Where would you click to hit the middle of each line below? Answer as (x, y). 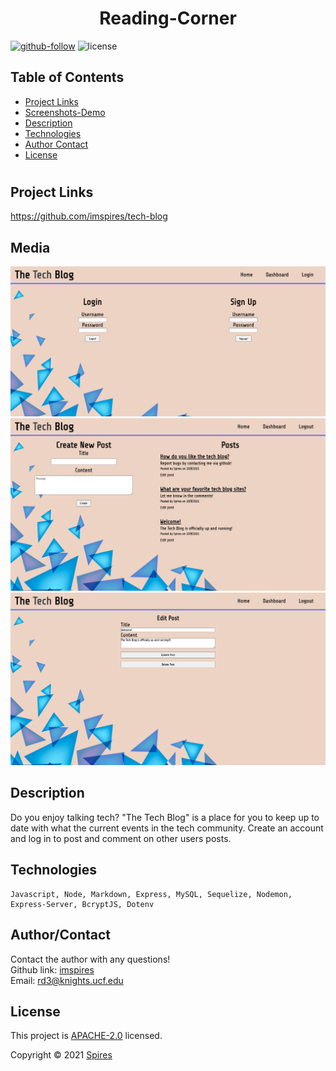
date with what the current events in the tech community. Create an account (167, 828)
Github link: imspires (52, 969)
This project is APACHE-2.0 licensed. (86, 1036)
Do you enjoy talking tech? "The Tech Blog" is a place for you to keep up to (165, 817)
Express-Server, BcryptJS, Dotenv (82, 904)
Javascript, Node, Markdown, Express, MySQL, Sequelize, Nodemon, (151, 894)
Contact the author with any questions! (90, 959)
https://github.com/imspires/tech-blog (89, 216)
